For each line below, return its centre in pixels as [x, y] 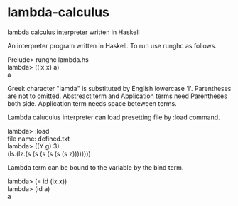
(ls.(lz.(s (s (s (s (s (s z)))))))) [49, 153]
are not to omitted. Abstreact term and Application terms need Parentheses [117, 96]
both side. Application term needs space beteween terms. [92, 103]
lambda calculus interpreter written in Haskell [74, 32]
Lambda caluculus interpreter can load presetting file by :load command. [114, 117]
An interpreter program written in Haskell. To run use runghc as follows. [112, 45]
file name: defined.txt [39, 139]
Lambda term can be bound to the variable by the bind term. [96, 167]
